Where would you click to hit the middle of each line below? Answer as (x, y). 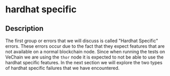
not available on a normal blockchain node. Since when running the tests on (85, 52)
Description (24, 28)
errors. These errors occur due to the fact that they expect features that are (85, 46)
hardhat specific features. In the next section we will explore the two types (84, 62)
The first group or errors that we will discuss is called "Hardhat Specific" (82, 41)
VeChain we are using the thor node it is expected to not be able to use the (84, 57)
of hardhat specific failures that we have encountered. (62, 68)
